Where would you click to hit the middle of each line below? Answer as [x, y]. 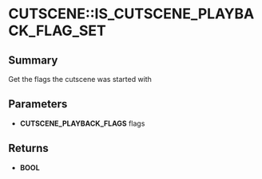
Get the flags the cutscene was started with [80, 79]
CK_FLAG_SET [57, 31]
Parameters [38, 104]
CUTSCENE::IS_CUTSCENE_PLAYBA [131, 14]
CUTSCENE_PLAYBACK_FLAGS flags [82, 123]
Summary [33, 60]
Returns [29, 148]
